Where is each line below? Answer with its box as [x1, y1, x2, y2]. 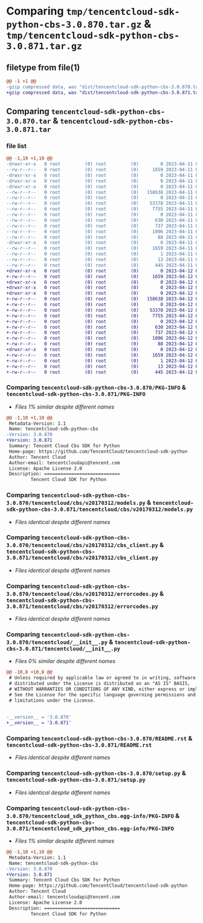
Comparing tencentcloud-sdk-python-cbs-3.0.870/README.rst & [6, 734, 193, 743]
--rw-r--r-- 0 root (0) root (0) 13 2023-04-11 [6, 257, 193, 263]
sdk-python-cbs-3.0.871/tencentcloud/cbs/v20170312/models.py [6, 506, 193, 513]
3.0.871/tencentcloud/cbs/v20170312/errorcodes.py [6, 603, 158, 610]
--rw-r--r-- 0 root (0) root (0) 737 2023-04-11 [6, 222, 193, 229]
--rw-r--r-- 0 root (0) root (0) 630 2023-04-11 [6, 217, 193, 223]
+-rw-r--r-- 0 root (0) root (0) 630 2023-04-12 [6, 324, 193, 330]
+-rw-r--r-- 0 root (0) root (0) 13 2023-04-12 [6, 363, 193, 369]
